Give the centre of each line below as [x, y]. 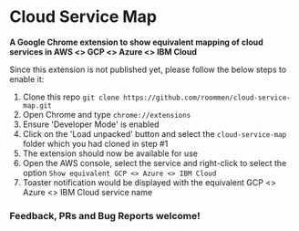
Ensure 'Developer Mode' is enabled [91, 124]
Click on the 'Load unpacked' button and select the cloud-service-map [155, 133]
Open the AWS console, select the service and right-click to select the [155, 163]
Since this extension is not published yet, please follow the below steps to [148, 69]
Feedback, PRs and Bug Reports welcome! [105, 215]
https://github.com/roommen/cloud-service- [206, 98]
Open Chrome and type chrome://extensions [107, 114]
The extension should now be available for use [110, 153]
